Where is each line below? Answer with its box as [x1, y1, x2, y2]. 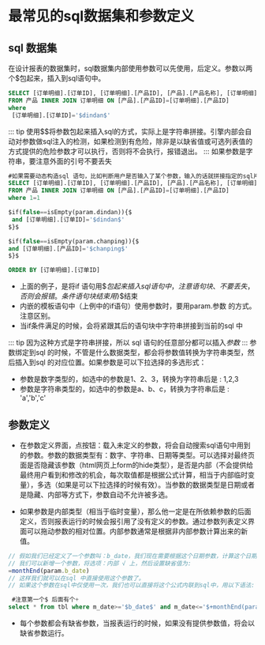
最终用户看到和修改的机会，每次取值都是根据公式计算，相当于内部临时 [19, 470, 248, 479]
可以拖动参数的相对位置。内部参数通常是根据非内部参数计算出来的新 [26, 526, 248, 536]
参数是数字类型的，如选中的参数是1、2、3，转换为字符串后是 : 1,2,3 [19, 375, 239, 384]
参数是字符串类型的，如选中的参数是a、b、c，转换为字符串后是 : [19, 384, 230, 394]
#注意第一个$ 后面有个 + [11, 596, 79, 604]
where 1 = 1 [8, 194, 41, 202]
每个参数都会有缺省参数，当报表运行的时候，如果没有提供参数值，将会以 [19, 618, 255, 628]
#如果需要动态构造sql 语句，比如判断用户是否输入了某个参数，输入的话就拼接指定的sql [8, 172, 254, 180]
